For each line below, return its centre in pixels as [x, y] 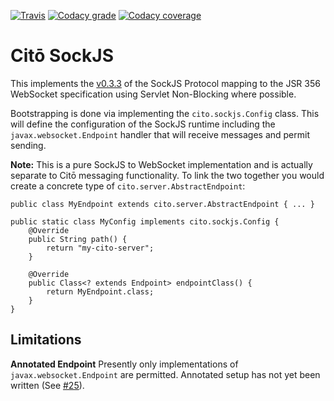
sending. [28, 145]
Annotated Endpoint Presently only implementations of [124, 364]
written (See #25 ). [47, 385]
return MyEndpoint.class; [100, 291]
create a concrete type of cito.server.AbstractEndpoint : [128, 186]
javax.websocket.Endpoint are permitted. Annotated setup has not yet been [165, 374]
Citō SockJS [62, 56]
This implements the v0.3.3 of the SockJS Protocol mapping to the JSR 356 [165, 83]
